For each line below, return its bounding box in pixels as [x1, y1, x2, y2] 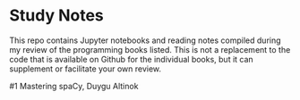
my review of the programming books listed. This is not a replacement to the [9, 44, 291, 54]
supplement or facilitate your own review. [9, 63, 162, 74]
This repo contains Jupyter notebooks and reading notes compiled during [9, 35, 281, 46]
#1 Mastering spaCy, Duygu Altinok [9, 80, 139, 91]
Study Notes [9, 5, 105, 26]
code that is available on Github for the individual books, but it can [9, 54, 253, 64]
